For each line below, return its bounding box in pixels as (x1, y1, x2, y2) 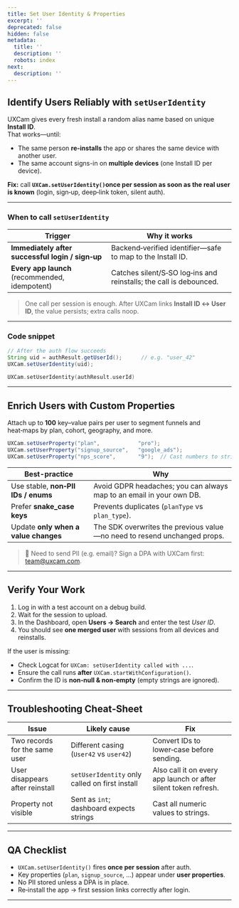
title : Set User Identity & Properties (7, 10, 126, 18)
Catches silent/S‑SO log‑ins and (111, 267, 218, 277)
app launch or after (152, 774, 216, 784)
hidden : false (7, 30, 50, 38)
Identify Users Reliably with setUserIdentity (7, 96, 206, 108)
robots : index (14, 57, 55, 64)
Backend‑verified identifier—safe (111, 242, 222, 252)
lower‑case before (152, 744, 214, 754)
